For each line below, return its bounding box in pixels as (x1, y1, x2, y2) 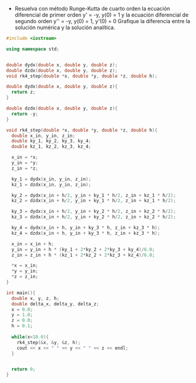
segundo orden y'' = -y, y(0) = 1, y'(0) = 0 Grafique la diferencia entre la (14, 18, 191, 24)
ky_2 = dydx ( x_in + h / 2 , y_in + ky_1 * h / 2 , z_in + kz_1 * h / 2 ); (11, 192, 176, 198)
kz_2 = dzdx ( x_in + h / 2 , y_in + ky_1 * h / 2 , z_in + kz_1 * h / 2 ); (11, 198, 176, 204)
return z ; (11, 89, 36, 95)
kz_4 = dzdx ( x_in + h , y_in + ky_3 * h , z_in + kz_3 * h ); (11, 230, 160, 236)
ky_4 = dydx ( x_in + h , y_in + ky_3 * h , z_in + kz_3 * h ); (11, 225, 160, 231)
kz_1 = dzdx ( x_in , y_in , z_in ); (11, 181, 92, 187)
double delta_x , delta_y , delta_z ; (11, 301, 99, 307)
